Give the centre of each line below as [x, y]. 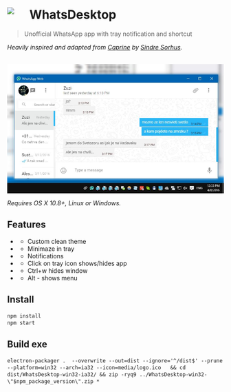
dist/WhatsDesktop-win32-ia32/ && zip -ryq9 [72, 375]
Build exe [27, 344]
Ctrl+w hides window [57, 270]
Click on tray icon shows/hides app [77, 263]
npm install [24, 316]
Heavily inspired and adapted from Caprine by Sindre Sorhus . [95, 47]
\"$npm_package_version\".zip [51, 382]
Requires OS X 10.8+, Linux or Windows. [64, 203]
